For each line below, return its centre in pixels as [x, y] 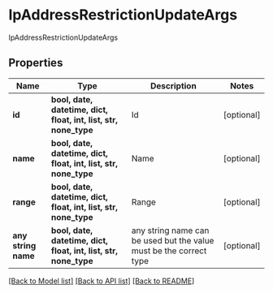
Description [173, 85]
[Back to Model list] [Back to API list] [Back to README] [102, 281]
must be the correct [169, 251]
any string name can [170, 231]
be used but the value [173, 240]
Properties [36, 63]
